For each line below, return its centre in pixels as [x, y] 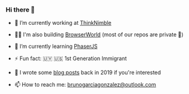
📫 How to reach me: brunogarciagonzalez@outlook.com [85, 85]
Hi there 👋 [21, 10]
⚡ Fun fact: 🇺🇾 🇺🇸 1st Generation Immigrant [71, 59]
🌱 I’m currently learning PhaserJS [56, 46]
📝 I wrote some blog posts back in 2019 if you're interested [88, 73]
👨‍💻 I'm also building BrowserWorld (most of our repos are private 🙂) [99, 35]
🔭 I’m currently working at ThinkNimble [63, 23]
